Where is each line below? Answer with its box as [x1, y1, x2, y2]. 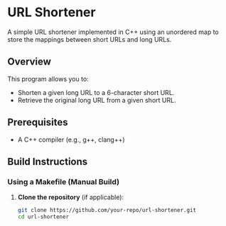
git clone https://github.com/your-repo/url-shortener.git [17, 207, 197, 214]
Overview [7, 56, 52, 68]
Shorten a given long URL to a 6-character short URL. [17, 88, 175, 96]
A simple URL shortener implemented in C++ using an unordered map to [7, 28, 219, 36]
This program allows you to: [7, 74, 89, 83]
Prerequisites [7, 116, 68, 128]
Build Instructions [7, 155, 88, 167]
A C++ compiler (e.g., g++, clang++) [17, 135, 126, 144]
